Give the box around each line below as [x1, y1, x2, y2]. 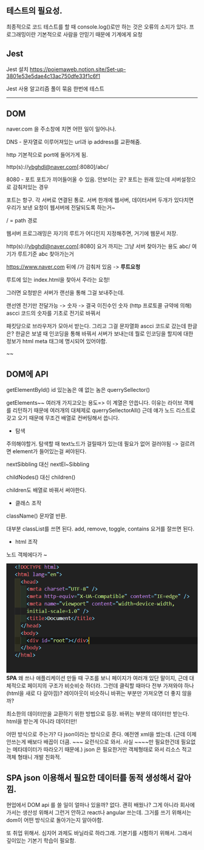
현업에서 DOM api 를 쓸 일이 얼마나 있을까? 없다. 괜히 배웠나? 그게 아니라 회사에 [6, 801, 195, 809]
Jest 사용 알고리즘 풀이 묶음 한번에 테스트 [6, 84, 104, 92]
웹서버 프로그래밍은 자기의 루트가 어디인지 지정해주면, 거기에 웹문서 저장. [6, 230, 178, 237]
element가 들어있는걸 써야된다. [12, 448, 87, 455]
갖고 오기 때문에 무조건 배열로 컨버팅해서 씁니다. [6, 414, 120, 422]
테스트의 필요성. [6, 5, 63, 16]
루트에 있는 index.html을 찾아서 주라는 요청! [6, 276, 110, 284]
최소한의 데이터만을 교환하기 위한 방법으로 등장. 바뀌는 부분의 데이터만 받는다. [6, 710, 189, 717]
